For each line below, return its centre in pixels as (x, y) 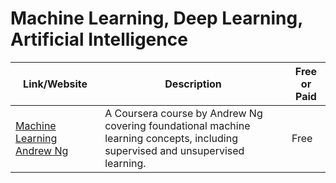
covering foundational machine (177, 125)
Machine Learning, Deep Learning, (156, 18)
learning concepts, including (171, 138)
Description (193, 84)
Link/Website (55, 84)
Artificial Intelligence (99, 39)
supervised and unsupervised (174, 150)
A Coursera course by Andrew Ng (183, 113)
